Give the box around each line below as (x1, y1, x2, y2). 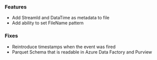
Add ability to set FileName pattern (11, 20, 84, 26)
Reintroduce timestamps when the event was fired (11, 44, 116, 50)
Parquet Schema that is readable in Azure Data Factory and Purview (11, 49, 152, 55)
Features (4, 3, 27, 10)
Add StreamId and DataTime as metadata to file (11, 15, 109, 21)
